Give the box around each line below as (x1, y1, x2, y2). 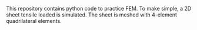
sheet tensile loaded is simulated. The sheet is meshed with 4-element (6, 11, 178, 18)
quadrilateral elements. (6, 18, 62, 24)
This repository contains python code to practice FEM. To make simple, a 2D (6, 5, 192, 12)
